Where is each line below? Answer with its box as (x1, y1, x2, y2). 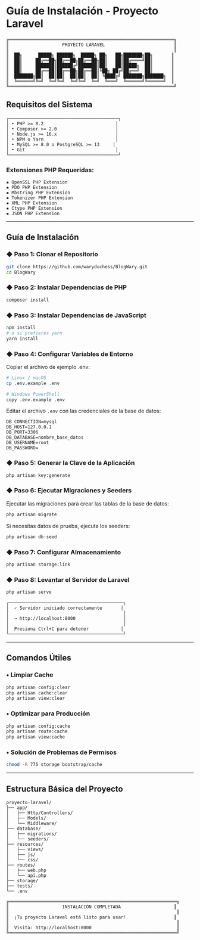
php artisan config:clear (6, 684, 70, 690)
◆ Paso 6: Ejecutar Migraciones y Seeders (6, 486, 132, 495)
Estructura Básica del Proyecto (6, 784, 123, 794)
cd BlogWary (6, 269, 36, 275)
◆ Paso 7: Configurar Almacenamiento (6, 548, 121, 556)
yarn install (6, 336, 39, 342)
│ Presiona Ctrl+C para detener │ (6, 626, 124, 632)
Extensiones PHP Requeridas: (6, 166, 94, 174)
